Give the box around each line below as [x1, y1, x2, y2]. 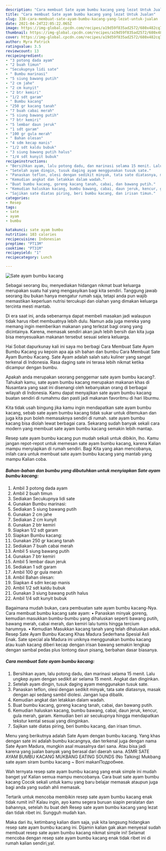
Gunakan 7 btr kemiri [12, 553, 56, 559]
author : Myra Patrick [5, 40, 50, 44]
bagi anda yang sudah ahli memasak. [5, 784, 81, 790]
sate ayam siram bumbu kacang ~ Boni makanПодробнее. [5, 759, 125, 765]
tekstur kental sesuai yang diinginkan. [12, 718, 90, 724]
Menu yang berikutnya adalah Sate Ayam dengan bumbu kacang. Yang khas [5, 732, 161, 738]
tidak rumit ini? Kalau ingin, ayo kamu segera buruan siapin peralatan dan [5, 799, 154, 805]
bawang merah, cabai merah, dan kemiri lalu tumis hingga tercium [5, 620, 139, 626]
